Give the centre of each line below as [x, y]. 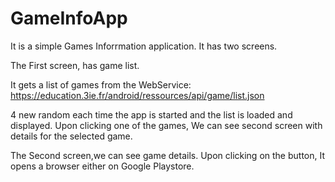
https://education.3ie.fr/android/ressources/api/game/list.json [137, 95]
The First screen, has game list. [75, 65]
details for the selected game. [71, 136]
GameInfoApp [69, 18]
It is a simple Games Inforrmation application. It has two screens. [144, 46]
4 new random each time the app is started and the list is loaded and [151, 114]
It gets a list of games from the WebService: [101, 84]
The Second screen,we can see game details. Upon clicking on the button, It [168, 155]
